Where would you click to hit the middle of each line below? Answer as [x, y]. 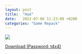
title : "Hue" [20, 14]
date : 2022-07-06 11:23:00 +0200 [41, 19]
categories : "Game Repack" [32, 23]
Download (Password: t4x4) [33, 47]
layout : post [18, 10]
